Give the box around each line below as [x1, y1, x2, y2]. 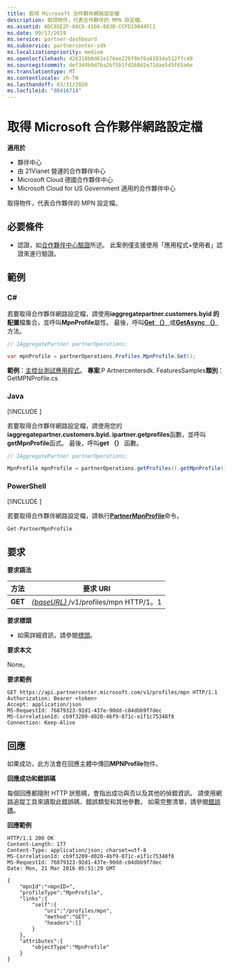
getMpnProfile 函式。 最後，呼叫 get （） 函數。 [7, 439, 143, 447]
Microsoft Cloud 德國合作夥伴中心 [17, 176, 114, 184]
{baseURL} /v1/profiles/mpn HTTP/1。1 [31, 597, 162, 607]
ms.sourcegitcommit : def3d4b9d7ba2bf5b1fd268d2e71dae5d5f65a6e [7, 62, 193, 69]
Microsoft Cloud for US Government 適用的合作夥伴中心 [17, 184, 176, 192]
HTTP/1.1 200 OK [7, 835, 54, 842]
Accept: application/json [7, 701, 81, 708]
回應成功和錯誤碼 [7, 775, 56, 783]
